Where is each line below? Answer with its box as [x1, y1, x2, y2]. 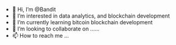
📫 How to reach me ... [12, 32, 69, 39]
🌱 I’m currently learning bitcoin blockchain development [12, 19, 153, 26]
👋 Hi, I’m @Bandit [12, 6, 56, 13]
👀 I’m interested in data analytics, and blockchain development [12, 12, 170, 19]
